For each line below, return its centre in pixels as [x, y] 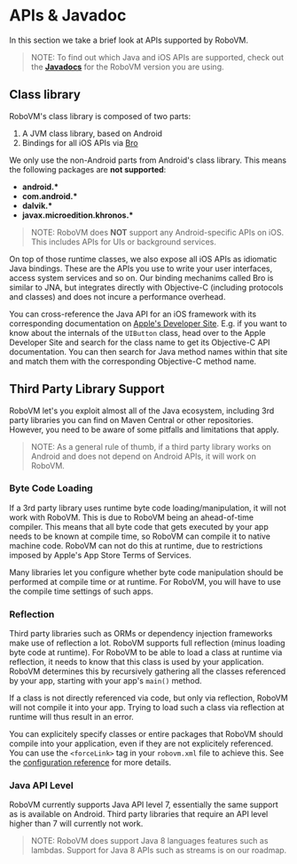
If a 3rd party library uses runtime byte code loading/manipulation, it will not [148, 508]
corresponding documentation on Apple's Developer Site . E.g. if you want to [148, 323]
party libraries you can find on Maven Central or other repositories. [132, 420]
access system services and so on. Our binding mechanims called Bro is [141, 277]
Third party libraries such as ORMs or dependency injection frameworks [141, 634]
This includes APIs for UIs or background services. [124, 242]
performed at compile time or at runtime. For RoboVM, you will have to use [145, 581]
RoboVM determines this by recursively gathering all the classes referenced [148, 671]
